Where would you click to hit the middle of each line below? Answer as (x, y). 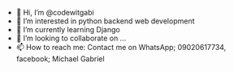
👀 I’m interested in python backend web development (105, 21)
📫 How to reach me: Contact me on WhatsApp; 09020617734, (121, 47)
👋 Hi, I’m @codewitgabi (55, 13)
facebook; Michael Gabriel (60, 59)
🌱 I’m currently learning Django (68, 29)
